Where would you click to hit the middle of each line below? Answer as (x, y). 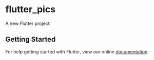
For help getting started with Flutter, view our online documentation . (77, 51)
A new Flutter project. (28, 23)
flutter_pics (30, 9)
